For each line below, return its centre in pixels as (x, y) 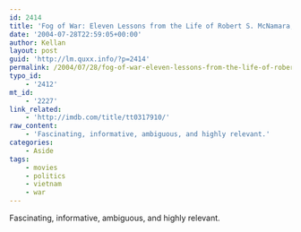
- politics (46, 176)
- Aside (39, 150)
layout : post (34, 51)
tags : (19, 159)
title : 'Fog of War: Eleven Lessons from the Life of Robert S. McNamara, (152, 26)
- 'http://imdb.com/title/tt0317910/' (98, 117)
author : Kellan (38, 43)
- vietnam (44, 185)
